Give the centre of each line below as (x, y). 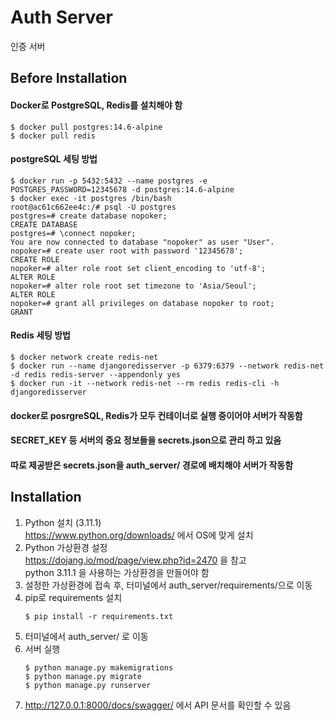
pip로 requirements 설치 (73, 597)
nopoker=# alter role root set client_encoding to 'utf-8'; (138, 268)
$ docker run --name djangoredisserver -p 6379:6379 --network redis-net (167, 366)
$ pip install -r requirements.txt (99, 616)
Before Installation (69, 78)
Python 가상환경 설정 (66, 547)
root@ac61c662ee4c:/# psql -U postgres (93, 207)
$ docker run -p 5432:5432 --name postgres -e (109, 181)
